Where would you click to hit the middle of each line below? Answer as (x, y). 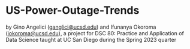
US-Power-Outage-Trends (73, 10)
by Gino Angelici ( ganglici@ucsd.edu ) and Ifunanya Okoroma (81, 27)
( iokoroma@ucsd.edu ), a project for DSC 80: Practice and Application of (95, 33)
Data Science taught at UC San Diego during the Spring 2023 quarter (91, 39)
